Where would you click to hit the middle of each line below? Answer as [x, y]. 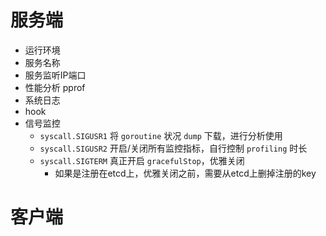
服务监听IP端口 [55, 75]
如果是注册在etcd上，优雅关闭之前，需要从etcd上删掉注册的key [185, 173]
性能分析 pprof [55, 87]
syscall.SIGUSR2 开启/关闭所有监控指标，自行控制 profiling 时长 [173, 148]
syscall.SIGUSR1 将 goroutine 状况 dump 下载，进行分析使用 [161, 135]
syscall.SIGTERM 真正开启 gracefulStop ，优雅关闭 [142, 160]
